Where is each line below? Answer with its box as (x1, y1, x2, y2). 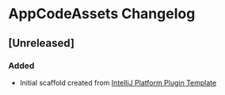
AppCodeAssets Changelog (8, 5, 196, 23)
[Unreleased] (8, 36, 75, 50)
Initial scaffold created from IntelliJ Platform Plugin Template (19, 78, 217, 87)
